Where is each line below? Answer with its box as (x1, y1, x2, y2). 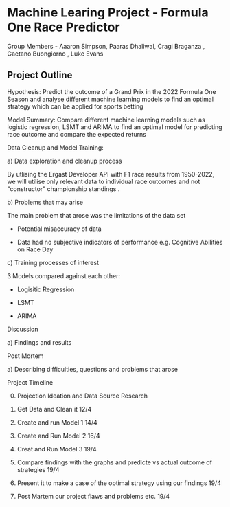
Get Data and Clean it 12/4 (16, 405, 92, 413)
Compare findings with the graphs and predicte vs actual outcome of (16, 458, 213, 466)
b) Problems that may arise (7, 198, 84, 206)
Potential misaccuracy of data (16, 225, 102, 233)
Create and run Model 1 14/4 (16, 418, 97, 427)
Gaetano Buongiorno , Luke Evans (7, 49, 104, 58)
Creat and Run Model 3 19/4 (16, 444, 97, 453)
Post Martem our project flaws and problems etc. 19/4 (16, 492, 170, 500)
